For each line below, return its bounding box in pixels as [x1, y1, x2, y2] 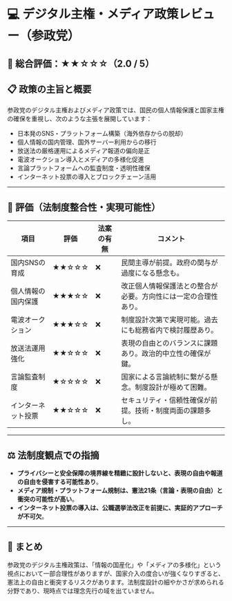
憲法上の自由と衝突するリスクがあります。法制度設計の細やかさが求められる [7, 577, 224, 586]
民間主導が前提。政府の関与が [120, 258, 218, 267]
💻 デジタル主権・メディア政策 [7, 6, 179, 22]
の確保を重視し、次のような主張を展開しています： [7, 115, 153, 123]
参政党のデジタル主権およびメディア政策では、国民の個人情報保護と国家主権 [7, 106, 224, 114]
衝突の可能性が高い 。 [17, 495, 78, 503]
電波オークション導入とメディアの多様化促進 [17, 155, 144, 163]
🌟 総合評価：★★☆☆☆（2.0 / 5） [7, 57, 155, 69]
